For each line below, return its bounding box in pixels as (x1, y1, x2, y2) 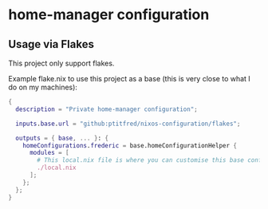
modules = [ (29, 149, 69, 157)
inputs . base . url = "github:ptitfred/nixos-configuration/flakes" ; (15, 120, 241, 128)
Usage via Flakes (8, 37, 94, 51)
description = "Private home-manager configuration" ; (15, 105, 198, 113)
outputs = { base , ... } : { (15, 134, 109, 142)
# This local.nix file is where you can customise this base (37, 156, 245, 164)
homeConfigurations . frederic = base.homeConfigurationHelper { (22, 141, 238, 149)
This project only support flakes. (8, 58, 115, 68)
